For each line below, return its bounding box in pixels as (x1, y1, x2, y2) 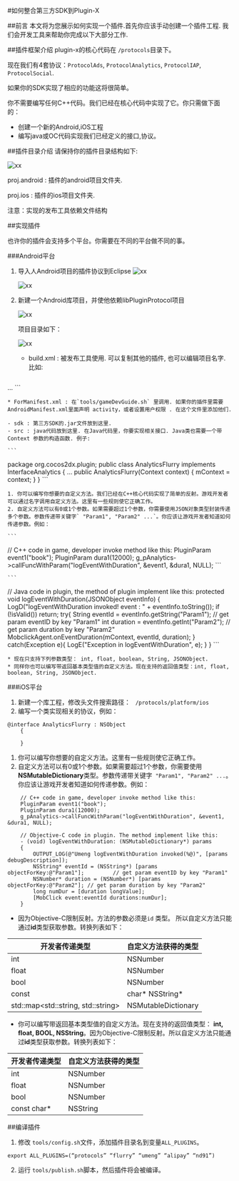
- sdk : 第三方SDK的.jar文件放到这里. (7, 420, 112, 427)
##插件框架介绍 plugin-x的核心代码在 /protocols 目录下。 (7, 46, 176, 54)
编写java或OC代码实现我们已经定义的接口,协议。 (17, 131, 161, 140)
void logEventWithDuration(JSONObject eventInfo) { (7, 595, 161, 603)
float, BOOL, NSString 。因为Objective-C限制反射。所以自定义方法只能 (17, 1029, 225, 1037)
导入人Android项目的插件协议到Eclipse (17, 267, 132, 275)
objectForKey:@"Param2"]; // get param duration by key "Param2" (7, 882, 205, 889)
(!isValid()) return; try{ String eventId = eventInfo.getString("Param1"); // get (7, 610, 230, 618)
